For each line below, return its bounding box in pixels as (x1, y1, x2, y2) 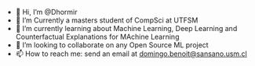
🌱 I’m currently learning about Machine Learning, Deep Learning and (15, 24, 238, 33)
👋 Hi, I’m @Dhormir (15, 8, 78, 16)
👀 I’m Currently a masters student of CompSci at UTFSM (15, 16, 199, 25)
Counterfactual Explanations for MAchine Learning (15, 32, 180, 41)
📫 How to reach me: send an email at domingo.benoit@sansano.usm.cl (15, 49, 247, 58)
